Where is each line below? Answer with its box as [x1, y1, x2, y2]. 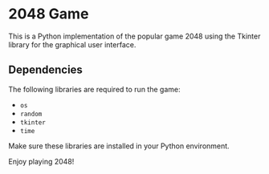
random [19, 110, 43, 118]
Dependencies [8, 63, 83, 77]
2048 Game [8, 5, 89, 23]
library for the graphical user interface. [8, 39, 137, 49]
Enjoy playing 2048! [8, 156, 75, 166]
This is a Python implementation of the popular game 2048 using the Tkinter [8, 31, 261, 41]
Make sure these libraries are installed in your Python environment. [8, 141, 230, 151]
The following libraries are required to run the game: [8, 84, 181, 94]
